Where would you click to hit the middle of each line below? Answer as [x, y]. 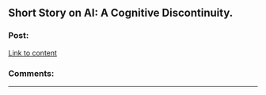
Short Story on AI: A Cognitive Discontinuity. [121, 13]
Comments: [31, 73]
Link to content [33, 53]
